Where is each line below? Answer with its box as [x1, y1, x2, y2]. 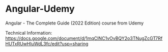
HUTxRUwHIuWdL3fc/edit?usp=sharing [5, 40, 89, 46]
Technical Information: [5, 30, 52, 36]
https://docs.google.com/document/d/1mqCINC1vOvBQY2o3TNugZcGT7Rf [5, 35, 163, 41]
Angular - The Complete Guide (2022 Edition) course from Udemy [5, 20, 144, 26]
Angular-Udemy [5, 3, 75, 15]
